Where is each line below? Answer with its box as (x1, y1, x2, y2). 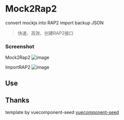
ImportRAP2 (5, 64, 31, 71)
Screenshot (5, 43, 34, 50)
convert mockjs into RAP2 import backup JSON (5, 20, 104, 26)
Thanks (5, 96, 30, 105)
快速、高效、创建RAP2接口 (17, 30, 74, 36)
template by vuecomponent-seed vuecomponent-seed (5, 109, 119, 115)
